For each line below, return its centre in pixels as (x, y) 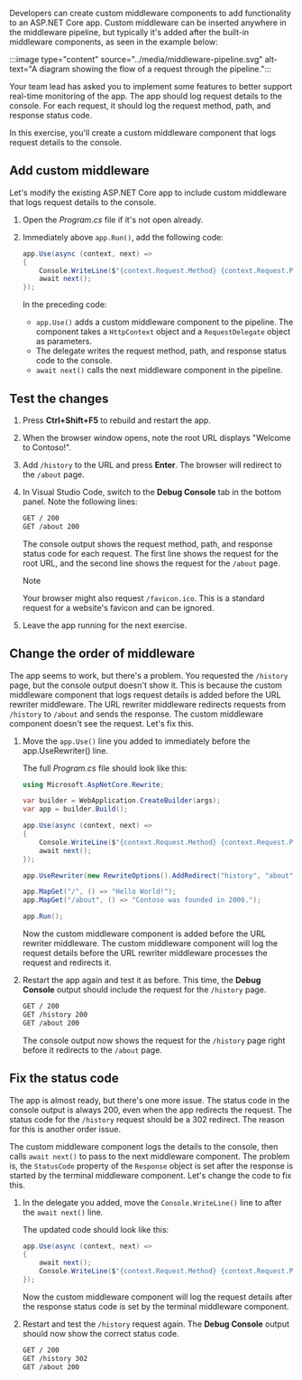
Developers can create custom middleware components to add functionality (150, 13)
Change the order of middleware (102, 654)
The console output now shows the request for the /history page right (154, 1040)
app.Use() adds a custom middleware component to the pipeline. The (165, 322)
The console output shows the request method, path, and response (147, 544)
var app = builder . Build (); (75, 809)
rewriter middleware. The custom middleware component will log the (150, 943)
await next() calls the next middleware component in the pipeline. (159, 371)
